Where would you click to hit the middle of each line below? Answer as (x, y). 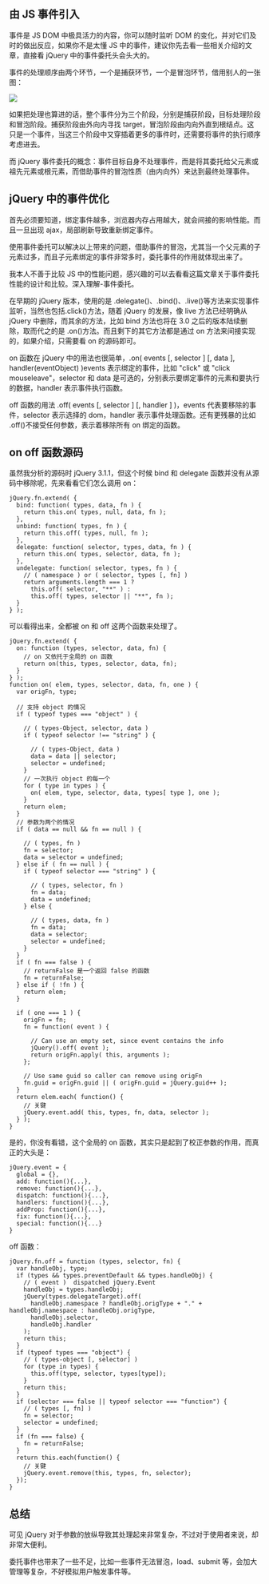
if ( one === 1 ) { (49, 1013)
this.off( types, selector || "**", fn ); (102, 596)
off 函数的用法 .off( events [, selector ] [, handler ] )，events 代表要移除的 (129, 405)
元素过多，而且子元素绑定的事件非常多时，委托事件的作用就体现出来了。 (128, 257)
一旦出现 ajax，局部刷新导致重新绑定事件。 (87, 230)
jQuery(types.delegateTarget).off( (83, 1297)
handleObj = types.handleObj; (74, 1290)
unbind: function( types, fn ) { (72, 527)
